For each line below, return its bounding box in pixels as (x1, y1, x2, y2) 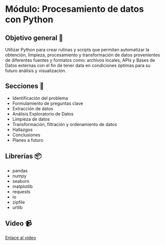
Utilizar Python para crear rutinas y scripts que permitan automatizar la (5, 47, 150, 52)
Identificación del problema (12, 95, 68, 101)
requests (12, 189, 31, 195)
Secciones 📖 (5, 82, 44, 90)
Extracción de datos (12, 105, 53, 112)
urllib (12, 204, 23, 210)
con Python (5, 14, 53, 25)
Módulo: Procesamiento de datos (5, 3, 144, 15)
